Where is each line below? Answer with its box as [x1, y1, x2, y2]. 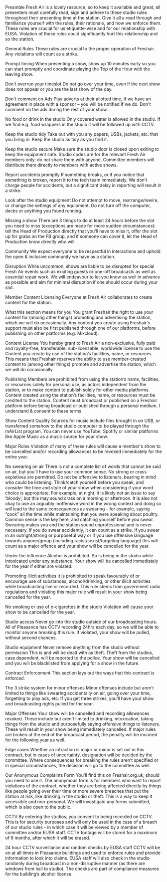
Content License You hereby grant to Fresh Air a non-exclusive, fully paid [5, 340, 156, 346]
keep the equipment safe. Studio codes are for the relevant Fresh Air [5, 152, 146, 157]
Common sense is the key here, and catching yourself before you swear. [5, 516, 154, 522]
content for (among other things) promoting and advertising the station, [5, 314, 152, 320]
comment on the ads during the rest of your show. [5, 107, 108, 112]
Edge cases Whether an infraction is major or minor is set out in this [5, 747, 145, 752]
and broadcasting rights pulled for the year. [5, 701, 94, 706]
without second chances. [5, 635, 57, 641]
